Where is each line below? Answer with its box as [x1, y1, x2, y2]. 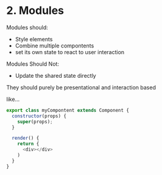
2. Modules [6, 4, 65, 18]
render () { [12, 135, 40, 142]
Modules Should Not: [6, 60, 60, 67]
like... [6, 95, 20, 103]
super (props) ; [17, 118, 53, 125]
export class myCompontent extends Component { [6, 107, 130, 113]
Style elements [15, 35, 53, 43]
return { [17, 141, 40, 147]
